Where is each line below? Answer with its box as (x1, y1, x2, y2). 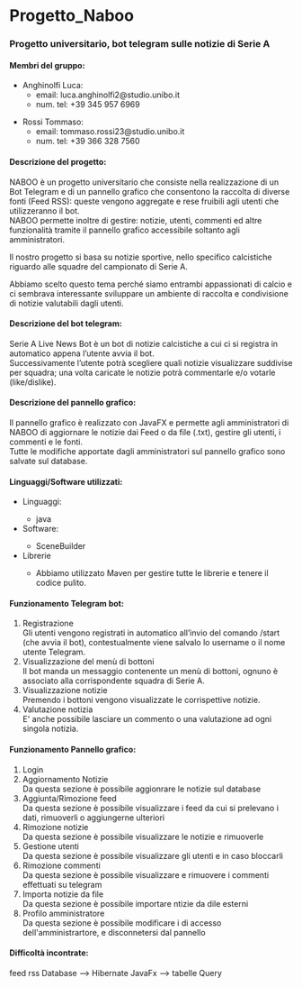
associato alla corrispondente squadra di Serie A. (22, 675, 205, 686)
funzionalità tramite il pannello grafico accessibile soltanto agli (9, 224, 241, 235)
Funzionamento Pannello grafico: (9, 744, 137, 754)
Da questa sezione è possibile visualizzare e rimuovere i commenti (22, 869, 270, 880)
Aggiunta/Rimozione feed (22, 792, 117, 803)
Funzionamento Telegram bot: (9, 598, 124, 608)
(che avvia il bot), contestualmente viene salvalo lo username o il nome (22, 637, 286, 648)
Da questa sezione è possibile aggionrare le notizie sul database (22, 783, 262, 794)
